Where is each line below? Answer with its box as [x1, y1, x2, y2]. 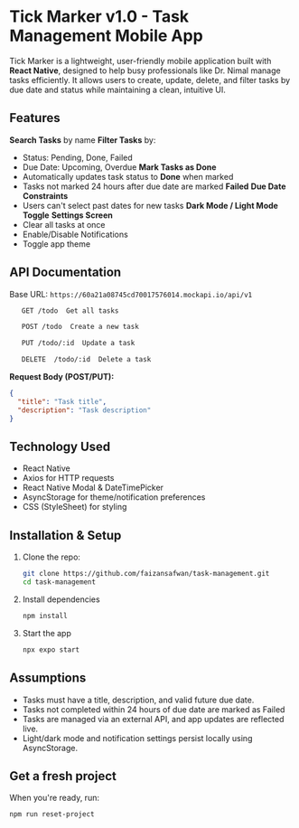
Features [9, 110, 61, 126]
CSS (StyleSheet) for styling [22, 502, 127, 513]
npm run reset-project [9, 810, 95, 819]
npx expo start [22, 645, 80, 654]
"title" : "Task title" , [17, 397, 107, 406]
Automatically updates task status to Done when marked [22, 171, 234, 182]
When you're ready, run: [9, 793, 99, 804]
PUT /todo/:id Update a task [21, 339, 135, 348]
